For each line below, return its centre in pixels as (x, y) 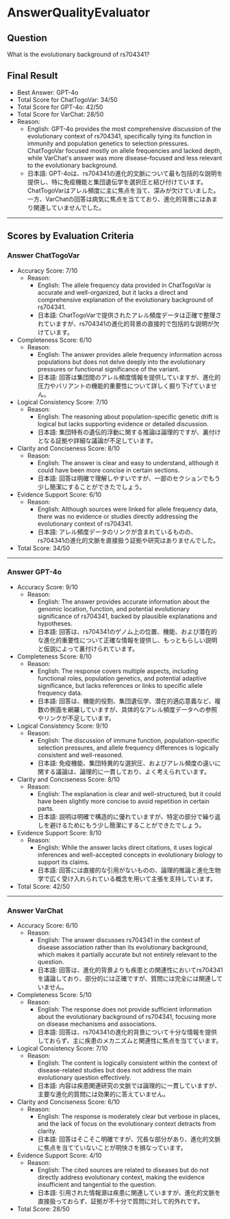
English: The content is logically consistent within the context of (127, 1063)
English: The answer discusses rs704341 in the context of (119, 940)
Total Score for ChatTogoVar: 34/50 (67, 99)
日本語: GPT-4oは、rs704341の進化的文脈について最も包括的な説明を (125, 173)
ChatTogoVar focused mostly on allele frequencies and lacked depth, (125, 150)
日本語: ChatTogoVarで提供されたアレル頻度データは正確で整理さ (129, 315)
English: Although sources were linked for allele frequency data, (127, 509)
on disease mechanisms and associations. (97, 1024)
